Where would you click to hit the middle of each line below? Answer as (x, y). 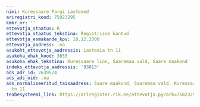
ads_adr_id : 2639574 (32, 73)
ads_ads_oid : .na (28, 78)
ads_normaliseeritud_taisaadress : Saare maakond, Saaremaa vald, (89, 84)
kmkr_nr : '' (21, 23)
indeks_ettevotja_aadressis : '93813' (53, 67)
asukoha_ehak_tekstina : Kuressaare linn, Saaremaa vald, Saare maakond (97, 61)
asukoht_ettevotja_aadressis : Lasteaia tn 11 (63, 51)
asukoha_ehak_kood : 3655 (37, 56)
